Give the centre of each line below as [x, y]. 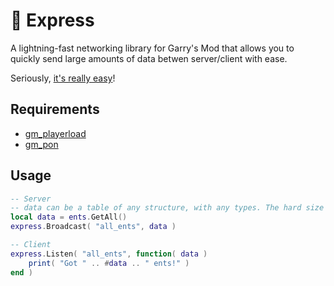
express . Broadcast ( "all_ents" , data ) [93, 227]
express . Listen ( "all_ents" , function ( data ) [109, 254]
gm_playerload [55, 133]
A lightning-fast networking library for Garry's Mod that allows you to [152, 48]
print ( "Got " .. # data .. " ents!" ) [109, 263]
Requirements [55, 109]
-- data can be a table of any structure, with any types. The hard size [167, 208]
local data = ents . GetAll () [69, 217]
